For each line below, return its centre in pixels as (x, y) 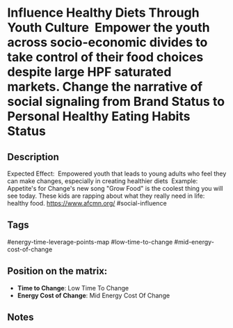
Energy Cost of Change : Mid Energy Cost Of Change (94, 295)
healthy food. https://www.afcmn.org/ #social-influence (87, 203)
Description (33, 157)
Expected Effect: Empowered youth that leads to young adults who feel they (117, 173)
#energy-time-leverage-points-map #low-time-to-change (90, 242)
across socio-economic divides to (107, 42)
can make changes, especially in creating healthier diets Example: (103, 181)
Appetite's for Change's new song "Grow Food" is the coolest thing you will (115, 188)
